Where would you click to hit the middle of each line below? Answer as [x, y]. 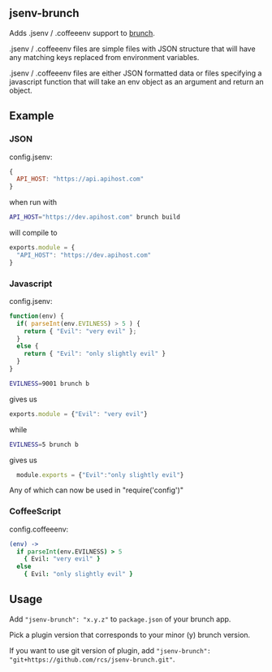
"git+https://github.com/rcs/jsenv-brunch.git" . [92, 659]
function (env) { [37, 316]
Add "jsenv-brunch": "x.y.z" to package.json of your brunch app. [120, 619]
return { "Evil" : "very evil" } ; [80, 331]
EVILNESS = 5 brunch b [44, 444]
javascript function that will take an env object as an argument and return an [136, 81]
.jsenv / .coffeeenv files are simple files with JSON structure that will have [132, 49]
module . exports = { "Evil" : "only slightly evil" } [100, 475]
